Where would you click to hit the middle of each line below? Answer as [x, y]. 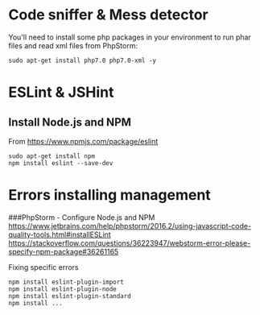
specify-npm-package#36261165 [64, 251]
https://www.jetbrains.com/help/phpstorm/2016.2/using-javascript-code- [130, 226]
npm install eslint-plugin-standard [70, 296]
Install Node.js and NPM [70, 122]
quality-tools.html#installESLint [60, 234]
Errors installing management [109, 195]
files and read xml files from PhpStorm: [73, 45]
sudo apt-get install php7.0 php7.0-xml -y [83, 60]
